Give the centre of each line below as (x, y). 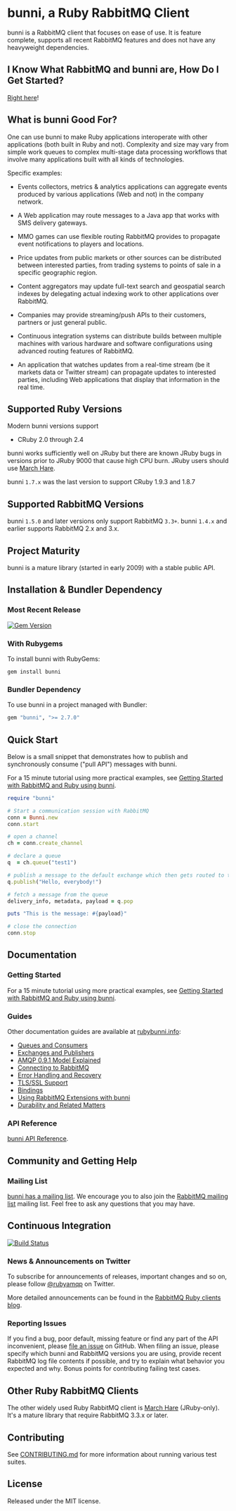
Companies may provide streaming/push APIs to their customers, (112, 314)
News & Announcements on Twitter (69, 1261)
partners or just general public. (62, 322)
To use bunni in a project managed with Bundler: (77, 705)
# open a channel (33, 837)
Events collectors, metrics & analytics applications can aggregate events (122, 186)
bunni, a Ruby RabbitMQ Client (98, 13)
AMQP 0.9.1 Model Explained (59, 1060)
